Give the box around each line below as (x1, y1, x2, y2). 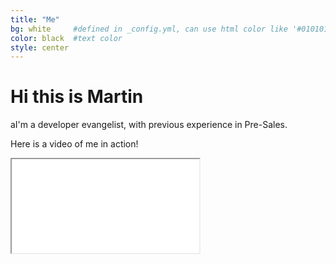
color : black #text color (10, 33, 123, 43)
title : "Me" (10, 14, 60, 25)
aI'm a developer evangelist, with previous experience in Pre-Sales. (10, 119, 288, 131)
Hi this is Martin (10, 86, 144, 108)
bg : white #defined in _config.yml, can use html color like (10, 24, 288, 34)
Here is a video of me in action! (10, 138, 139, 150)
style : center (10, 42, 70, 53)
